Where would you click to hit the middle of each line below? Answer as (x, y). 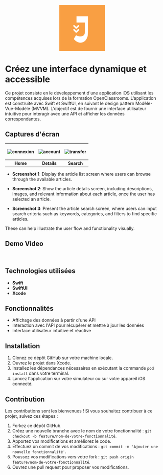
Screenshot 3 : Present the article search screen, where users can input (84, 208)
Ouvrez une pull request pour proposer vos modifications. (70, 467)
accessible (28, 79)
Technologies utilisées (40, 271)
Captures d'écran (32, 134)
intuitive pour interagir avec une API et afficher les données (65, 113)
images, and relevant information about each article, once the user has (83, 194)
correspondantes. (23, 119)
